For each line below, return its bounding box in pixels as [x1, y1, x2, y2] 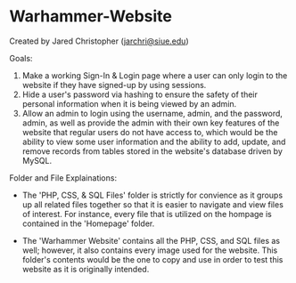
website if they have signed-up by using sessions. [21, 79, 207, 90]
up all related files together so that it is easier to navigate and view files [21, 198, 284, 210]
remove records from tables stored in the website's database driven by [21, 145, 284, 157]
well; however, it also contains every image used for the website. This [21, 245, 278, 255]
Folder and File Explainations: [9, 172, 118, 183]
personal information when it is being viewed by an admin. [21, 98, 237, 109]
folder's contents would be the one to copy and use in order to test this [21, 254, 284, 264]
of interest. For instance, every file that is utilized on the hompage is [21, 208, 272, 219]
